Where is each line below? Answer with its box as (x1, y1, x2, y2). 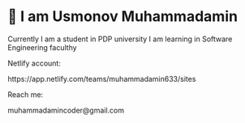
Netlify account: (7, 58, 62, 68)
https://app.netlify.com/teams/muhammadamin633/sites (7, 74, 196, 83)
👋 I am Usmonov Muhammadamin (7, 7, 239, 26)
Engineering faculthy (7, 42, 78, 52)
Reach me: (7, 89, 44, 100)
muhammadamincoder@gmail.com (7, 105, 125, 115)
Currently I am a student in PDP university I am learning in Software (7, 34, 233, 44)
